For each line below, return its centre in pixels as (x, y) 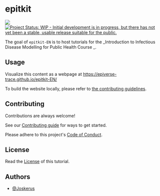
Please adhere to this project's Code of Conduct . (54, 134)
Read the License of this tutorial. (37, 161)
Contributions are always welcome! (40, 116)
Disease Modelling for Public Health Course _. (51, 47)
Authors (18, 177)
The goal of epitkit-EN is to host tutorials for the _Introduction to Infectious (80, 42)
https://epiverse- (100, 74)
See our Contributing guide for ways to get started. (56, 125)
